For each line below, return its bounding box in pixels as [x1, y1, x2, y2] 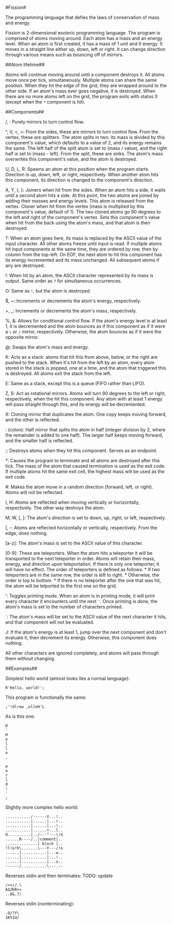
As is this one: [5, 713, 35, 719]
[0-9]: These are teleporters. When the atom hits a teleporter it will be [5, 550, 153, 556]
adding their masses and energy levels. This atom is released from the [5, 198, 154, 204]
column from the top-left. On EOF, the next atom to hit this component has [5, 251, 163, 258]
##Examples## [5, 665, 37, 672]
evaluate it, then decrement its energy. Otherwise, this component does [5, 634, 157, 641]
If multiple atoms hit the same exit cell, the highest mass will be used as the [5, 468, 165, 475]
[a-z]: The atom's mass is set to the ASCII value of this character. [5, 540, 143, 546]
